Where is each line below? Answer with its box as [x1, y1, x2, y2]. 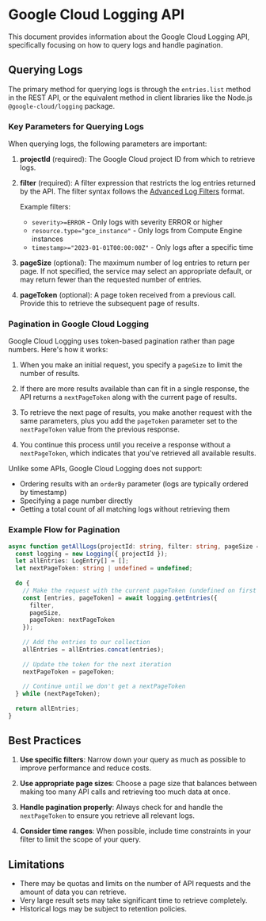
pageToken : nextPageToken [28, 616, 115, 624]
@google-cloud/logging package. [8, 101, 116, 110]
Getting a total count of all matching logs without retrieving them [19, 505, 230, 514]
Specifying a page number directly [19, 496, 133, 505]
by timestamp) [19, 488, 67, 497]
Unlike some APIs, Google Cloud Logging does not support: [8, 464, 203, 474]
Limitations [8, 858, 65, 871]
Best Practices [8, 734, 82, 747]
